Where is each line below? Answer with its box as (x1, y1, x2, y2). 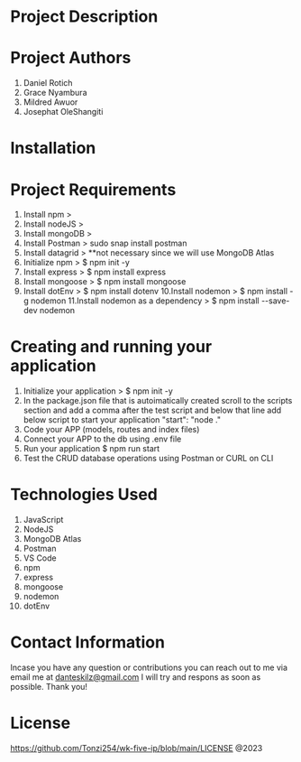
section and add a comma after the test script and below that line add (23, 404, 282, 416)
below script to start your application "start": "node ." (23, 414, 222, 425)
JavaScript (23, 515, 64, 525)
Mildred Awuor (23, 97, 78, 107)
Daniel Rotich (23, 78, 73, 88)
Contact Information (10, 632, 166, 653)
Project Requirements (10, 179, 177, 200)
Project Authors (10, 48, 132, 69)
